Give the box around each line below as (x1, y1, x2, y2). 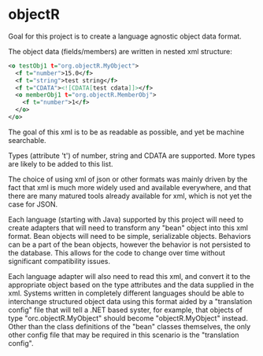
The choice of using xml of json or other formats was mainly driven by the (8, 174, 248, 184)
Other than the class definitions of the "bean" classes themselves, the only (8, 321, 251, 331)
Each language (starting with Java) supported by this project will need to (8, 215, 244, 224)
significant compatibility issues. (8, 256, 111, 266)
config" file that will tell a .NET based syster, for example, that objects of (8, 305, 243, 314)
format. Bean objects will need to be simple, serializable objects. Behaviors (8, 231, 251, 240)
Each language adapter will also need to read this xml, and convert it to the (8, 271, 250, 281)
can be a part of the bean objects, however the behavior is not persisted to (8, 240, 250, 249)
